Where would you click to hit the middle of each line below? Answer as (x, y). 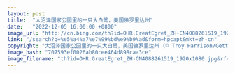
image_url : (23, 33)
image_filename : (31, 59)
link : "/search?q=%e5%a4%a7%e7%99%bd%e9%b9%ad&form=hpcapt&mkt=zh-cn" (112, 40)
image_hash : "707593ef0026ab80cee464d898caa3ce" (79, 53)
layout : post (26, 14)
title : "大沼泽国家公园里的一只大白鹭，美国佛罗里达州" (80, 20)
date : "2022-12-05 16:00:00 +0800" (62, 26)
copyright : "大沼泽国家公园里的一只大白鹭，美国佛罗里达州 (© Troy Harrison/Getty (120, 46)
